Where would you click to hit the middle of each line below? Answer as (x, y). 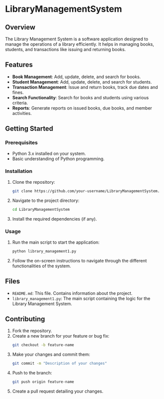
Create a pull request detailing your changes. (58, 391)
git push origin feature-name (43, 382)
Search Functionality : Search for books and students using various (80, 97)
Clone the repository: (34, 182)
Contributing (25, 319)
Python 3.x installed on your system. (49, 153)
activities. (22, 113)
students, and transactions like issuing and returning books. (66, 49)
